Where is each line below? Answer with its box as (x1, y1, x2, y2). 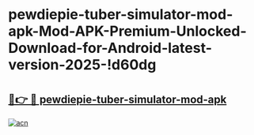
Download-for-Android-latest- (8, 39, 212, 57)
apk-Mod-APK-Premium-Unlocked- (8, 22, 247, 40)
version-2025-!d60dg (8, 56, 157, 74)
